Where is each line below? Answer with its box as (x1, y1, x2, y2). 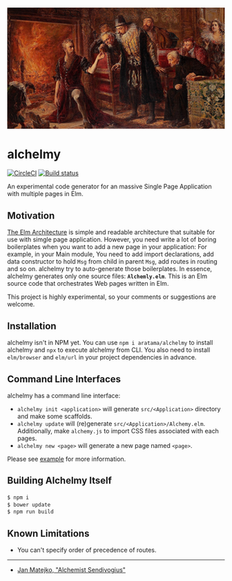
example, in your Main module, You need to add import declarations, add (7, 250, 214, 259)
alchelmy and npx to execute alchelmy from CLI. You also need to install (7, 346, 211, 354)
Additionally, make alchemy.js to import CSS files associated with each (17, 426, 220, 435)
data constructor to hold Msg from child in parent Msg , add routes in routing (7, 257, 217, 266)
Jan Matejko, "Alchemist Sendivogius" (17, 566, 126, 574)
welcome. (7, 300, 35, 308)
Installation (7, 320, 57, 332)
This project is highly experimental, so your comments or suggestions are (7, 293, 216, 301)
